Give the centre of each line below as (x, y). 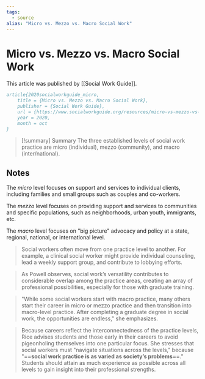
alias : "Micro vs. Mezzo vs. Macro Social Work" (69, 23)
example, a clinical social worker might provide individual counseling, (108, 256)
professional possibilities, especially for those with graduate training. (107, 287)
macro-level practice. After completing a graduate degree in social (105, 312)
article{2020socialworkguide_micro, (53, 95)
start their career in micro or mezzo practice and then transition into (106, 306)
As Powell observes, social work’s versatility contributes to (95, 274)
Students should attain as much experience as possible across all (103, 363)
